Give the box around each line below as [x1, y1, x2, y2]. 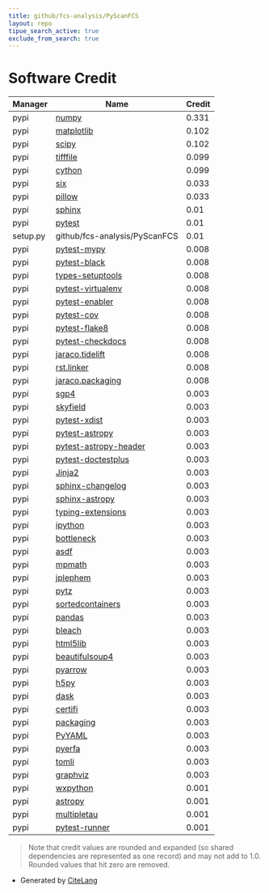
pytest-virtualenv [55, 283, 123, 294]
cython [55, 165, 82, 176]
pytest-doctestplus [55, 454, 129, 465]
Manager [12, 99, 48, 110]
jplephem [55, 572, 91, 583]
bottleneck [55, 533, 97, 544]
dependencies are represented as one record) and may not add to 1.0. [27, 851, 261, 861]
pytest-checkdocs [55, 336, 127, 347]
